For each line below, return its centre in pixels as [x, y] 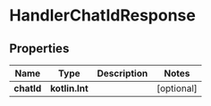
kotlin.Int [70, 88]
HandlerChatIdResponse [103, 16]
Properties [39, 49]
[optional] [177, 88]
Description [122, 73]
